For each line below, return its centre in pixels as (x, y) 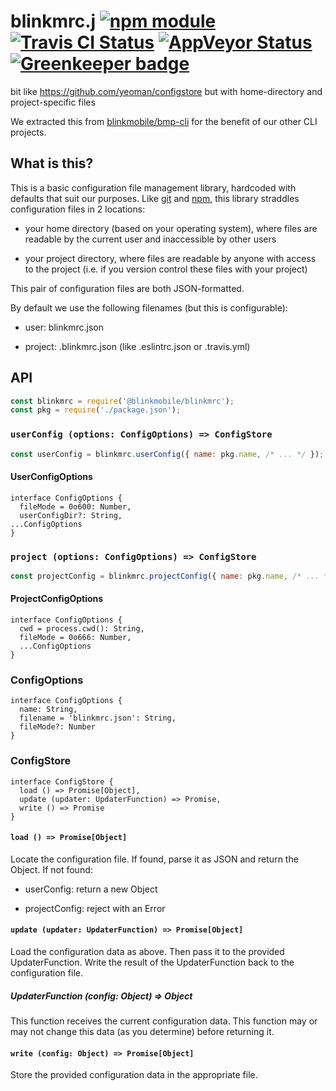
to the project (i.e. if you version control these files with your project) (166, 269)
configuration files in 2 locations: (78, 209)
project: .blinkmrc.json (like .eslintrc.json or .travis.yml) (137, 346)
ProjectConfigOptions (57, 599)
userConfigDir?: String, (71, 515)
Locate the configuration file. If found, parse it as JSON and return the (154, 859)
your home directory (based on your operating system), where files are (171, 228)
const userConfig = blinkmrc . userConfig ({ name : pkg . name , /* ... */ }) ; (167, 454)
